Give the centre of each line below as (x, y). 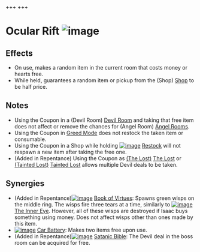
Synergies (25, 184)
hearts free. (29, 74)
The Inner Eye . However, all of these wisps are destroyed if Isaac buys (101, 211)
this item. (25, 223)
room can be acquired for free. (52, 242)
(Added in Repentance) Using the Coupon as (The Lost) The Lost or (98, 158)
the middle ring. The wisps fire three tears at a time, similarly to (92, 204)
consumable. (30, 139)
